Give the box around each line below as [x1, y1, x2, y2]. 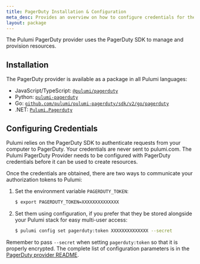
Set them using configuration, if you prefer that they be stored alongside [14, 210, 192, 217]
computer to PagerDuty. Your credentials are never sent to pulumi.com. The [6, 145, 192, 153]
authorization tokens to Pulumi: [6, 176, 82, 183]
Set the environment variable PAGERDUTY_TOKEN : [14, 188, 129, 194]
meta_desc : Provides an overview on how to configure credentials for [6, 14, 185, 20]
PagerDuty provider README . [6, 251, 79, 258]
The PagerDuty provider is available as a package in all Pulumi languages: [6, 76, 187, 83]
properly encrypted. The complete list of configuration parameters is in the [6, 245, 190, 252]
